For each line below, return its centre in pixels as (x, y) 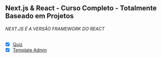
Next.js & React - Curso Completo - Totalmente (81, 8)
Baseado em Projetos (40, 16)
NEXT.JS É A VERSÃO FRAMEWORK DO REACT (55, 28)
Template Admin (30, 50)
